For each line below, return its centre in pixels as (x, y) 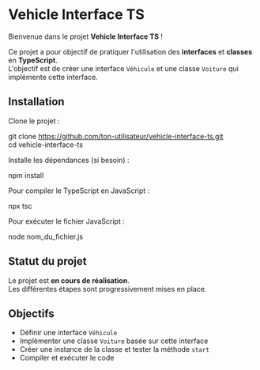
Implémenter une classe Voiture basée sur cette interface (114, 341)
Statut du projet (47, 261)
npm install (26, 175)
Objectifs (32, 313)
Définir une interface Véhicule (68, 333)
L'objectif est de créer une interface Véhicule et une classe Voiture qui (123, 68)
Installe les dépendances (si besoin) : (69, 160)
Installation (36, 102)
